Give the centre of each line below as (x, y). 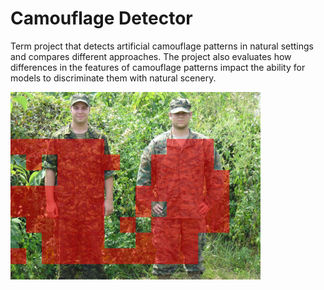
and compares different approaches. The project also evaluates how (151, 56)
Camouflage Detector (101, 18)
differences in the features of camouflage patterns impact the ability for (158, 67)
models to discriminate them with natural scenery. (113, 78)
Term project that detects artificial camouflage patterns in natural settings (162, 46)
